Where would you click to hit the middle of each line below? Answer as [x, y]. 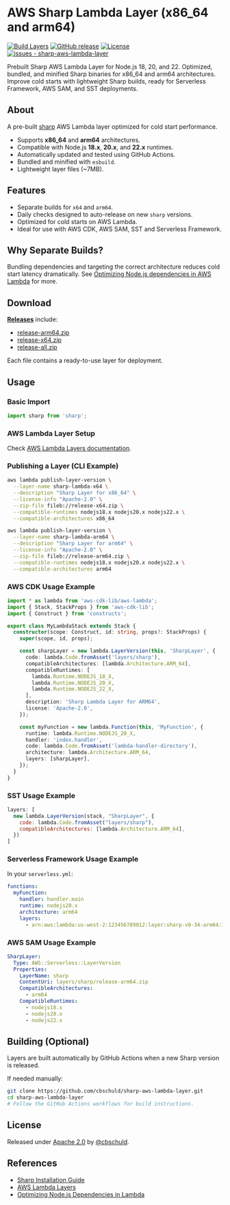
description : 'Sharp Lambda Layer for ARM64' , [93, 702]
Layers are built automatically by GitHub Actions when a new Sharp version [113, 1058]
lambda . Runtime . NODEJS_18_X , [73, 676]
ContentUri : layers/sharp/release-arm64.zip [84, 982]
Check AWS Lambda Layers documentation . [69, 448]
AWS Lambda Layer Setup [51, 433]
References [32, 1164]
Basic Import [29, 401]
